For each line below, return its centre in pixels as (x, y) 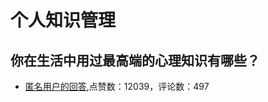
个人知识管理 (63, 20)
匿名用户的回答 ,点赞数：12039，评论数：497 (117, 86)
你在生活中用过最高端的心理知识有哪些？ (135, 60)
